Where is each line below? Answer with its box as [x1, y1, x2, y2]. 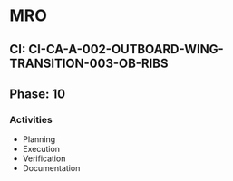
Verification [22, 153, 66, 164]
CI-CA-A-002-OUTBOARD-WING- [28, 42, 224, 57]
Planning [22, 134, 56, 145]
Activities [9, 113, 53, 126]
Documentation [22, 163, 81, 174]
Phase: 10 [9, 86, 66, 101]
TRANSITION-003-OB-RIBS [9, 55, 169, 71]
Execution [22, 144, 61, 155]
